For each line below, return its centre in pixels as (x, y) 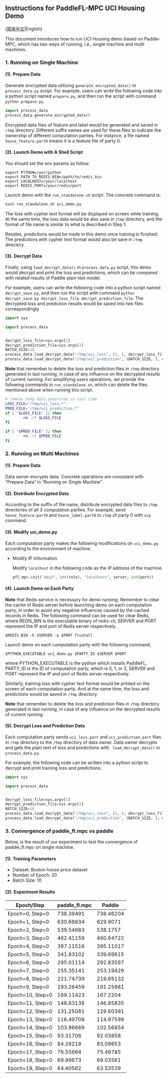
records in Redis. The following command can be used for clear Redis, (77, 615)
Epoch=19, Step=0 (30, 1068)
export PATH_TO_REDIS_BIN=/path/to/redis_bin (53, 177)
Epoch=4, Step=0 (28, 946)
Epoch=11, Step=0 (30, 1003)
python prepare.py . (25, 101)
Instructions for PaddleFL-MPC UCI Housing (75, 8)
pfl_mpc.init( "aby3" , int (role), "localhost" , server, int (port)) (83, 577)
